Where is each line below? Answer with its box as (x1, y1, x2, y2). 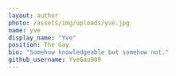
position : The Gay (8, 41, 69, 49)
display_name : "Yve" (8, 33, 77, 42)
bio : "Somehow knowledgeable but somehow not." (8, 48, 170, 56)
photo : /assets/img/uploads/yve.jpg (8, 19, 130, 27)
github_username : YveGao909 (8, 56, 102, 64)
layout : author (8, 11, 59, 20)
